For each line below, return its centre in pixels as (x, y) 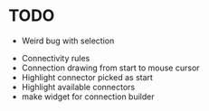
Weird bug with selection (68, 41)
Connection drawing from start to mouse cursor (110, 68)
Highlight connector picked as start (87, 77)
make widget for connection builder (88, 97)
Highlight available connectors (78, 87)
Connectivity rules (56, 58)
